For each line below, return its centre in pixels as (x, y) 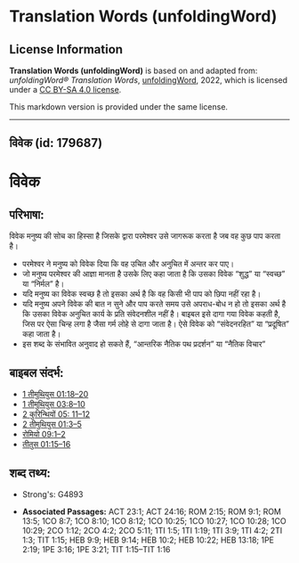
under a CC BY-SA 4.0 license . (65, 90)
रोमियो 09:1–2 (44, 435)
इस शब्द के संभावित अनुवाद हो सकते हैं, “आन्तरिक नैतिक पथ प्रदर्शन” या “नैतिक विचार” (144, 344)
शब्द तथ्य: (30, 473)
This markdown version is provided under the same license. (119, 107)
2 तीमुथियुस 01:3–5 (52, 424)
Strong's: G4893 (53, 494)
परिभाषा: (27, 214)
